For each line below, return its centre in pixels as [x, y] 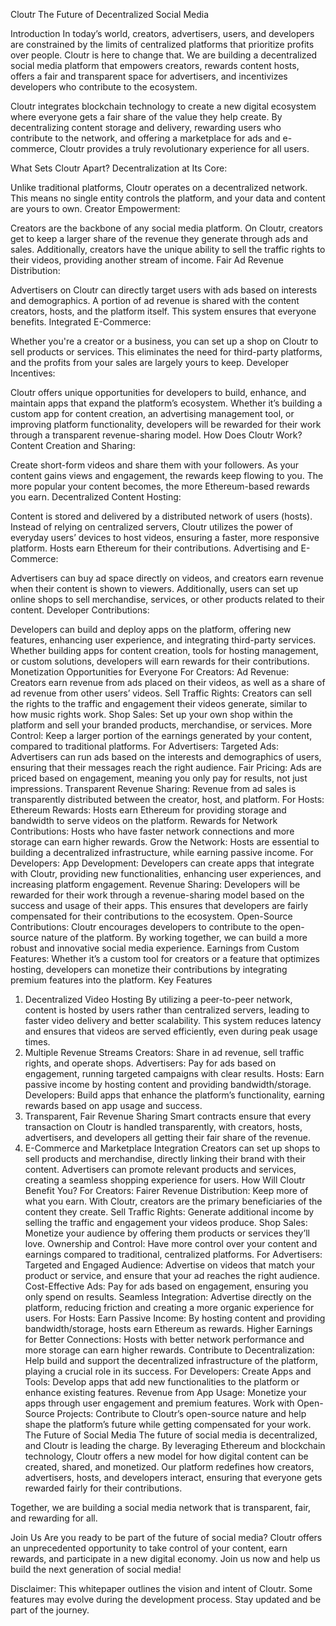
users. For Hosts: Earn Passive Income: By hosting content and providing [175, 1318]
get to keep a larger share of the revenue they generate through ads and [159, 238]
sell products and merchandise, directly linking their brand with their [165, 1158]
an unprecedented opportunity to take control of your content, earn [149, 1548]
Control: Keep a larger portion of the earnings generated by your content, [161, 735]
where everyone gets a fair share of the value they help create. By [146, 117]
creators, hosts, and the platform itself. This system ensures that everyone [163, 311]
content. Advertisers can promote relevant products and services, [160, 1169]
